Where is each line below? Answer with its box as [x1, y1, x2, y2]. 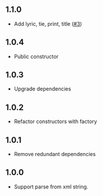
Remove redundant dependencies [13, 151, 96, 158]
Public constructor [13, 53, 59, 60]
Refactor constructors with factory [13, 118, 97, 125]
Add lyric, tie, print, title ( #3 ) [13, 20, 83, 27]
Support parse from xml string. [13, 183, 88, 190]
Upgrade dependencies [13, 85, 71, 93]
